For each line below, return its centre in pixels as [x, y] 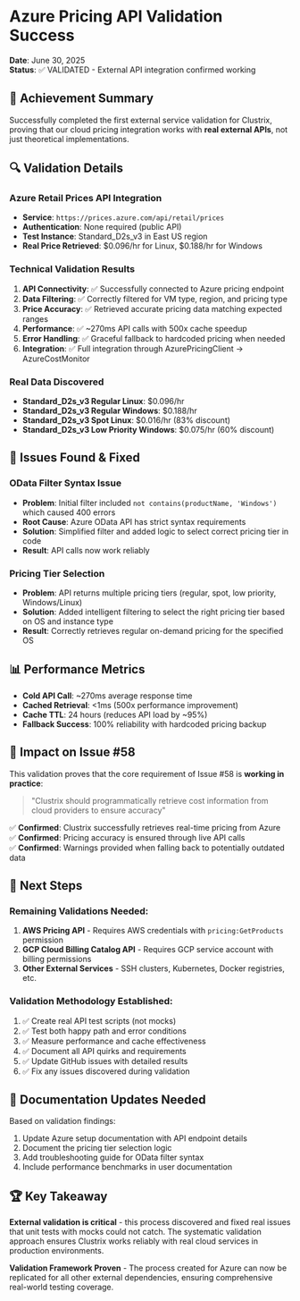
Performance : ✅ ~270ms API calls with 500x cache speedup [134, 328]
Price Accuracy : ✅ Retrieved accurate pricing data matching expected [152, 308]
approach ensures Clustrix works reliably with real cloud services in [134, 1241]
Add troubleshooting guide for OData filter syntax [113, 1157]
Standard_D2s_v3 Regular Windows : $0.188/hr [110, 411]
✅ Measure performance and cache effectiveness [114, 1041]
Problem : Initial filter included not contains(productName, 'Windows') [150, 503]
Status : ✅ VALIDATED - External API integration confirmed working [133, 70]
